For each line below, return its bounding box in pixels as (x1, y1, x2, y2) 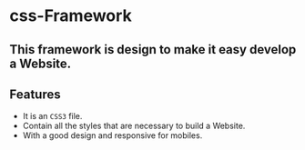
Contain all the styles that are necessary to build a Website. (22, 120, 246, 132)
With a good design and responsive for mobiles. (22, 130, 203, 141)
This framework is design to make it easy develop (9, 42, 297, 57)
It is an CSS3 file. (22, 111, 83, 122)
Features (9, 86, 61, 102)
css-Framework (9, 5, 132, 26)
